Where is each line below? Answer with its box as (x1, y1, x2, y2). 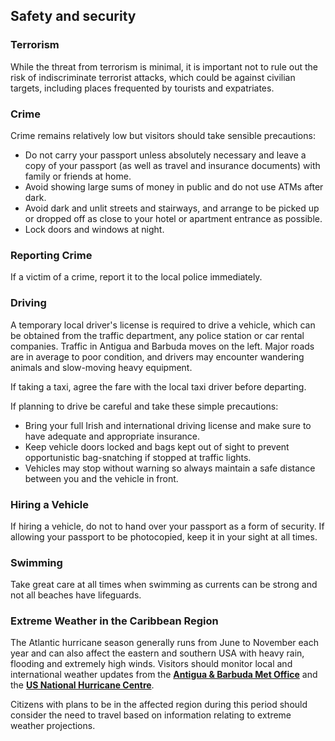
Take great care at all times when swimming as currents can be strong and (10, 579, 318, 591)
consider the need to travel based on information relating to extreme (10, 709, 292, 721)
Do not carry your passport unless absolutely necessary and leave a (24, 149, 307, 161)
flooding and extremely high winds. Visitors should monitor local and (10, 658, 293, 670)
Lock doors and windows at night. (24, 223, 165, 235)
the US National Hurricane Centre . (10, 679, 155, 691)
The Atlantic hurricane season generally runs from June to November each (10, 637, 319, 649)
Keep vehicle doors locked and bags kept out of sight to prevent (24, 440, 290, 453)
